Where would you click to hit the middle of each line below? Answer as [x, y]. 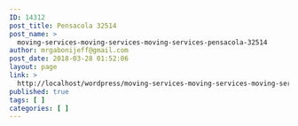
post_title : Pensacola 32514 [63, 26]
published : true [39, 91]
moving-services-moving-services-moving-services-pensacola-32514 [142, 42]
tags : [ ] [27, 100]
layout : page [33, 67]
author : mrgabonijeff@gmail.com [69, 51]
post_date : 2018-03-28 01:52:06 [69, 59]
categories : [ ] [39, 108]
